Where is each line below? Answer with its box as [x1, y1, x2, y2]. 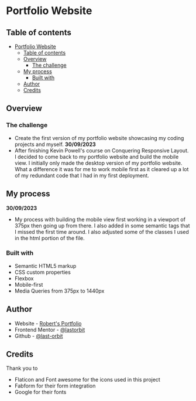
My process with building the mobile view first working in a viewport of [14, 216, 186, 223]
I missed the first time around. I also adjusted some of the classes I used [14, 228, 189, 235]
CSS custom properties [14, 269, 71, 276]
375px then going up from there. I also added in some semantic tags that [14, 222, 190, 229]
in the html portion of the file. [14, 235, 85, 242]
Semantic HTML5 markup [14, 262, 77, 269]
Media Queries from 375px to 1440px [14, 287, 105, 294]
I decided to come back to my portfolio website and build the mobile [14, 153, 179, 160]
